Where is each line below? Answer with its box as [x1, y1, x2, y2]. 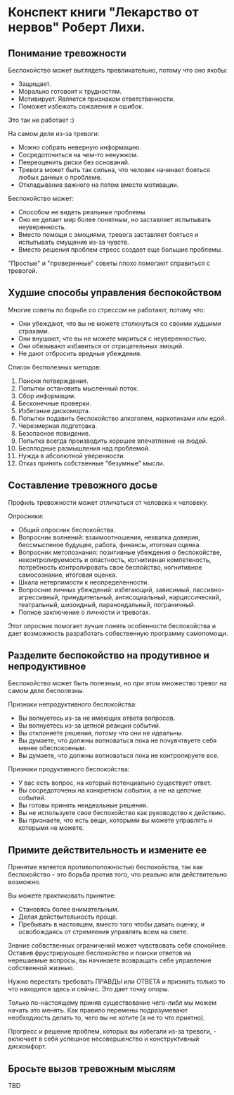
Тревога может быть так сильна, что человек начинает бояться [18, 166, 210, 173]
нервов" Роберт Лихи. [8, 19, 145, 35]
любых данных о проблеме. [18, 173, 103, 181]
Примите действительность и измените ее [8, 844, 207, 856]
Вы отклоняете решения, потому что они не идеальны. [18, 729, 183, 738]
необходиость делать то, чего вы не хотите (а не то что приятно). [8, 1013, 206, 1022]
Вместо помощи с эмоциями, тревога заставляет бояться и [18, 231, 199, 238]
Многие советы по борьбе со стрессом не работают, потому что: [8, 305, 206, 314]
